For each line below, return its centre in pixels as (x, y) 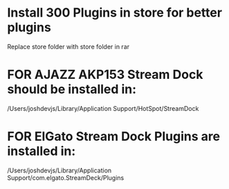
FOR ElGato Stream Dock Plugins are (113, 137)
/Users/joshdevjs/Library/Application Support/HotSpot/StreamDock (103, 108)
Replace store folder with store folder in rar (68, 46)
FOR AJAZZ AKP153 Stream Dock (105, 75)
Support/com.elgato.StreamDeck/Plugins (66, 177)
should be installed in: (72, 90)
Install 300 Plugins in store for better (115, 13)
